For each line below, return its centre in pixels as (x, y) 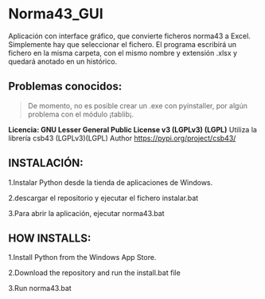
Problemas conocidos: (65, 87)
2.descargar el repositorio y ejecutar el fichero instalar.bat (103, 198)
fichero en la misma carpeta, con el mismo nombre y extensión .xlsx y (123, 53)
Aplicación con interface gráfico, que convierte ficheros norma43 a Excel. (129, 36)
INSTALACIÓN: (46, 163)
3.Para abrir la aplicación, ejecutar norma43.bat (86, 213)
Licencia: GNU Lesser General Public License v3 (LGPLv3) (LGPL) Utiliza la (132, 129)
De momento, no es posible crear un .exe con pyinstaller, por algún (138, 105)
